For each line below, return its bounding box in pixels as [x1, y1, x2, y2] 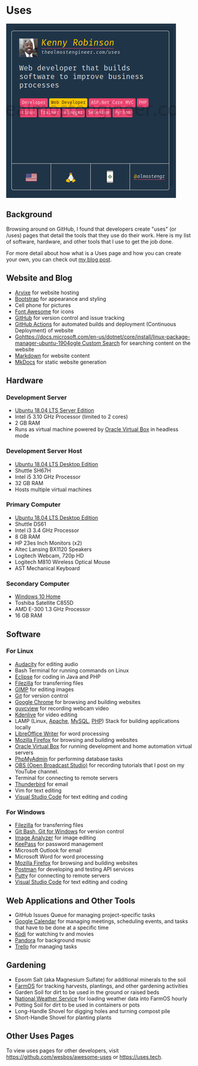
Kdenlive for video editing [14, 711, 78, 718]
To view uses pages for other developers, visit [6, 1047, 119, 1054]
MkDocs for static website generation [14, 358, 107, 366]
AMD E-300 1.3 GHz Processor [14, 606, 91, 613]
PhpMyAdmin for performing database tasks [14, 755, 123, 762]
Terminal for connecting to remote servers [14, 774, 119, 781]
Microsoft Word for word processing [14, 853, 104, 860]
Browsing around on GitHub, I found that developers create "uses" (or [6, 225, 177, 232]
